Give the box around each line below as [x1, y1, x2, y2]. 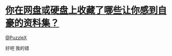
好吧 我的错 [5, 45, 29, 51]
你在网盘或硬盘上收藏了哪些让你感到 [5, 5, 158, 16]
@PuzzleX [5, 34, 27, 41]
